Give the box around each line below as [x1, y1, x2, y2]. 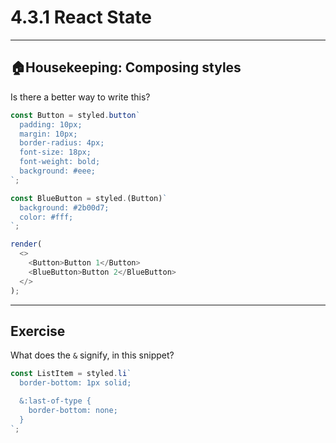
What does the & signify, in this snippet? [10, 349, 175, 361]
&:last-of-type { [19, 396, 92, 406]
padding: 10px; [19, 119, 83, 130]
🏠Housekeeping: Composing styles [10, 59, 242, 76]
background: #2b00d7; [19, 202, 110, 213]
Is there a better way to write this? [10, 91, 151, 103]
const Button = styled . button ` [10, 110, 141, 120]
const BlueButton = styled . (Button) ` [10, 193, 168, 203]
